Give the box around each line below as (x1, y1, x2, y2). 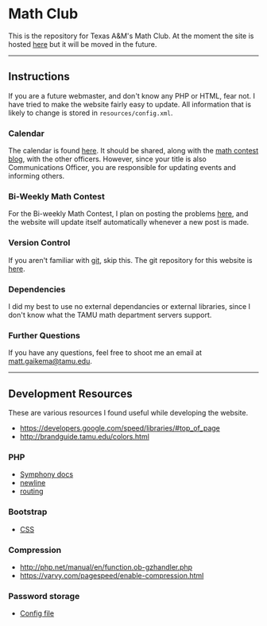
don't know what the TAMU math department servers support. (8, 310, 212, 319)
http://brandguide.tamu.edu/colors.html (19, 432, 149, 442)
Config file (19, 609, 54, 618)
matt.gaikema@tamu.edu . (8, 357, 93, 366)
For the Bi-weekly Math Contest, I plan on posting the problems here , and (8, 209, 249, 218)
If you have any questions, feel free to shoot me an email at (8, 348, 203, 357)
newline (19, 478, 46, 488)
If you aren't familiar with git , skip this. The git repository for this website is (8, 255, 253, 265)
